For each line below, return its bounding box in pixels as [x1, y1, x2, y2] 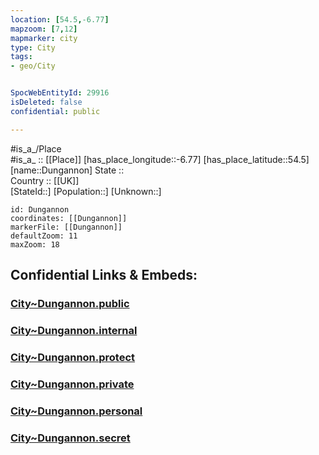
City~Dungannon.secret [10, 431, 131, 445]
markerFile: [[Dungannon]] [10, 222, 123, 232]
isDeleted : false [10, 97, 83, 107]
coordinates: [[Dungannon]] [10, 213, 128, 223]
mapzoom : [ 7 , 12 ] [10, 24, 78, 34]
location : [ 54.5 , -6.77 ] [10, 14, 110, 25]
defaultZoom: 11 [10, 231, 78, 241]
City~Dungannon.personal [10, 404, 143, 418]
